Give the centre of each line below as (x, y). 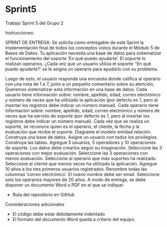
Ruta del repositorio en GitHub (43, 194)
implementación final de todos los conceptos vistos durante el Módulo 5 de (83, 47)
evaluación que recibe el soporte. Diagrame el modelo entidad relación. (79, 131)
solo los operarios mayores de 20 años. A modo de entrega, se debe (76, 179)
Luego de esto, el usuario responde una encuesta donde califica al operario (83, 78)
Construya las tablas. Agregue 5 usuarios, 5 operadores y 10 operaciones (81, 142)
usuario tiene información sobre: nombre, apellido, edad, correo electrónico (83, 94)
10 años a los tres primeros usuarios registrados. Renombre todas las (76, 169)
